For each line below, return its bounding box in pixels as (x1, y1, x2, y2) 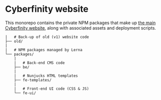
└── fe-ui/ (14, 90, 36, 96)
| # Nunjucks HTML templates (14, 73, 78, 78)
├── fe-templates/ (14, 77, 52, 82)
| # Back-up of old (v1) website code (5, 34, 90, 39)
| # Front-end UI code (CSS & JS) (14, 86, 90, 91)
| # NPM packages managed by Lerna (5, 47, 83, 52)
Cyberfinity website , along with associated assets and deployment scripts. (5, 25, 156, 31)
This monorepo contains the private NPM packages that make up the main (5, 20, 156, 26)
